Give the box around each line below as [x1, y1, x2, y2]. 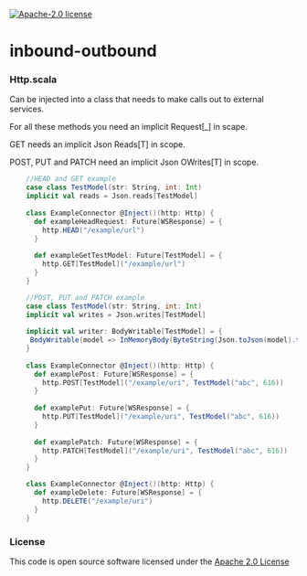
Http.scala [9, 73, 58, 86]
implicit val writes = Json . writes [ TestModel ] [26, 310, 206, 319]
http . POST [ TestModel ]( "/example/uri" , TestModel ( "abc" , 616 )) [42, 378, 284, 388]
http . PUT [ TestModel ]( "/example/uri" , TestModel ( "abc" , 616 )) [42, 412, 281, 421]
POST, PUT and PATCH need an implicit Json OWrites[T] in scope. [9, 156, 259, 168]
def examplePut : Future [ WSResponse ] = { [33, 403, 190, 413]
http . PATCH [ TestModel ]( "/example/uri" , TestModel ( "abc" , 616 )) [42, 446, 288, 455]
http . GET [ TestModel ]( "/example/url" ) [42, 260, 185, 269]
